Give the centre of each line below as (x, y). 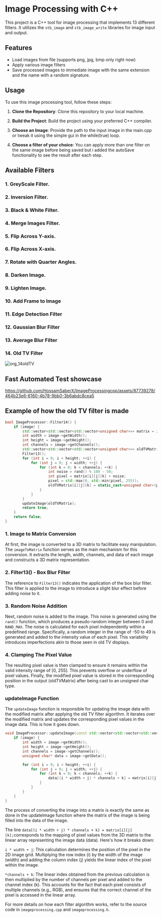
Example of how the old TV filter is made (67, 411)
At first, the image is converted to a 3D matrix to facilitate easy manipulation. (81, 545)
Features (19, 48)
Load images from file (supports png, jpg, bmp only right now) (74, 60)
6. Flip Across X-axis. (31, 249)
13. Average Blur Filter (31, 340)
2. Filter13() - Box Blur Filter (38, 572)
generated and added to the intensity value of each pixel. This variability (77, 637)
